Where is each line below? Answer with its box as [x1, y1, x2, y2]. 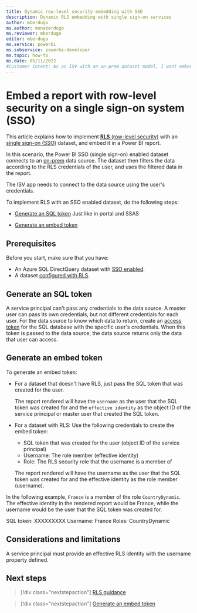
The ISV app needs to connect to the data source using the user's [6, 181, 165, 188]
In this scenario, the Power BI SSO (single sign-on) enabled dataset [6, 151, 169, 158]
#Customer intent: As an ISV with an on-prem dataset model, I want [6, 63, 177, 69]
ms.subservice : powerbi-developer [6, 47, 91, 53]
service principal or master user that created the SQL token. [14, 410, 159, 417]
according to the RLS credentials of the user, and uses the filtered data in [6, 163, 183, 171]
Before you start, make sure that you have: [6, 254, 109, 261]
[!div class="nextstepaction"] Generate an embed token [20, 600, 155, 607]
